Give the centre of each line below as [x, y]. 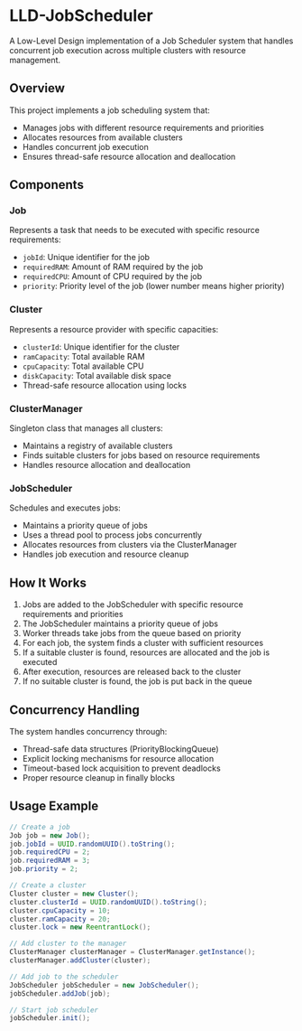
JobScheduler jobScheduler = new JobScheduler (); [105, 985]
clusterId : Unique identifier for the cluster [101, 347]
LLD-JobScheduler [81, 16]
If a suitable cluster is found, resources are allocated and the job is [146, 652]
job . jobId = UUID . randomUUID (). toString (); [92, 844]
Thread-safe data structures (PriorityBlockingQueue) [120, 749]
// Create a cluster [48, 886]
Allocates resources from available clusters [102, 137]
